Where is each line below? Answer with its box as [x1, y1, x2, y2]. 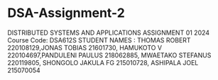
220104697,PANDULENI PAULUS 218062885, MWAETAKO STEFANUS [7, 51, 212, 59]
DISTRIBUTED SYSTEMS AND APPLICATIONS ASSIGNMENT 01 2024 [7, 28, 210, 37]
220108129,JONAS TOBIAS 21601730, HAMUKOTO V [7, 43, 162, 52]
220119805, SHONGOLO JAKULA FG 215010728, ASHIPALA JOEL [7, 58, 199, 67]
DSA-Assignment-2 [7, 5, 126, 21]
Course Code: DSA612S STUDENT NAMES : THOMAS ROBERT [7, 35, 191, 44]
